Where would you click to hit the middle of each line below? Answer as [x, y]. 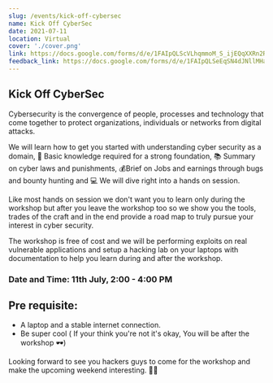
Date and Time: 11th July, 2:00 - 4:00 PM [91, 279]
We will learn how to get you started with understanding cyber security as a [135, 146]
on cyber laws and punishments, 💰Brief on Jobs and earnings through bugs [136, 168]
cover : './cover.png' [45, 46]
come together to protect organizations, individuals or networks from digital [135, 122]
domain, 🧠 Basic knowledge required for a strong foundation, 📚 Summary [132, 156]
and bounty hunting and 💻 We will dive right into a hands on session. [124, 181]
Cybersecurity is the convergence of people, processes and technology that [136, 114]
